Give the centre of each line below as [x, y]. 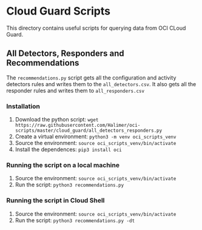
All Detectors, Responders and [65, 54]
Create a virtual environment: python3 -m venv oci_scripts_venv [96, 137]
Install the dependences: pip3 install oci [69, 149]
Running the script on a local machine [63, 165]
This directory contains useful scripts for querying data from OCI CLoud [96, 28]
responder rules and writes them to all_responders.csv [75, 90]
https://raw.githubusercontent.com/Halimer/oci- [78, 126]
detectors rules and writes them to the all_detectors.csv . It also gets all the [101, 84]
